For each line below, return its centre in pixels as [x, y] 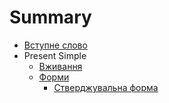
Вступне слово [55, 45]
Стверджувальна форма [106, 87]
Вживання [60, 66]
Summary [50, 17]
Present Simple [55, 55]
